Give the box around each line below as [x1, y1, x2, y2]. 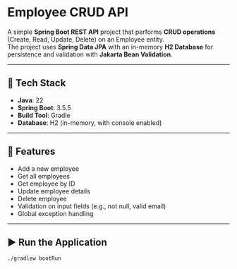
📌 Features [7, 145, 56, 157]
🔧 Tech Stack [7, 77, 66, 89]
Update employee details [17, 186, 90, 195]
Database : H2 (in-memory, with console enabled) [17, 118, 162, 127]
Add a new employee [17, 164, 80, 173]
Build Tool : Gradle [17, 111, 71, 119]
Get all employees [17, 172, 71, 180]
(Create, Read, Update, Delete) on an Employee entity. [7, 35, 164, 43]
